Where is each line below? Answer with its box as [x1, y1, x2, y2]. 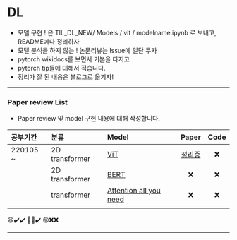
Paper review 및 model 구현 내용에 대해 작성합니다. [17, 114, 160, 123]
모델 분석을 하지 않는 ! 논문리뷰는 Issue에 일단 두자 [17, 46, 157, 54]
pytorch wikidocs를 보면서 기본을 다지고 [17, 54, 130, 64]
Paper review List [7, 97, 68, 107]
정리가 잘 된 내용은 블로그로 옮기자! [17, 72, 114, 81]
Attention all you [107, 186, 161, 196]
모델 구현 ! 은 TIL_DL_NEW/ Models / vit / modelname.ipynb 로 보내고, [17, 28, 217, 37]
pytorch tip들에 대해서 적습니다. [17, 64, 106, 72]
